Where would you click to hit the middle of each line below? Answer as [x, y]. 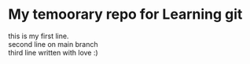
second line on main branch [53, 44]
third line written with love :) [53, 52]
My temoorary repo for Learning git [125, 14]
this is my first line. [39, 36]
